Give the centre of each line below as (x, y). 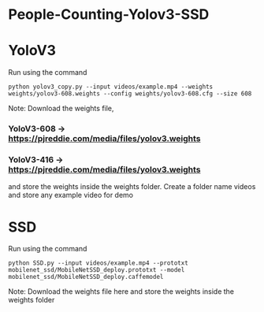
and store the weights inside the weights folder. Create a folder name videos (132, 187)
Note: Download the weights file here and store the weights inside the (121, 292)
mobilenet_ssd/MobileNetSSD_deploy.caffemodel (86, 277)
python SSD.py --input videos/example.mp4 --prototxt (99, 263)
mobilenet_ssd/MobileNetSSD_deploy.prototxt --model (97, 270)
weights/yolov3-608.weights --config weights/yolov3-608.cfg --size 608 (130, 94)
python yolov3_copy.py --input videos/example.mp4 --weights (111, 87)
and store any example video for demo (71, 195)
